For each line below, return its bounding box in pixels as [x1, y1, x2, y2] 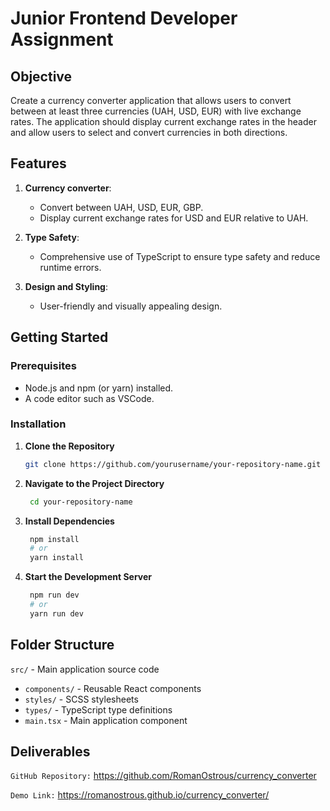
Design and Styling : [24, 280, 109, 292]
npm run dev [29, 590, 80, 601]
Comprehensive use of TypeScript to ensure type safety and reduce [39, 250, 321, 262]
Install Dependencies [24, 515, 115, 527]
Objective [10, 68, 73, 85]
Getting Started [10, 329, 109, 346]
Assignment [10, 28, 114, 51]
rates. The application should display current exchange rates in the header [10, 116, 317, 127]
